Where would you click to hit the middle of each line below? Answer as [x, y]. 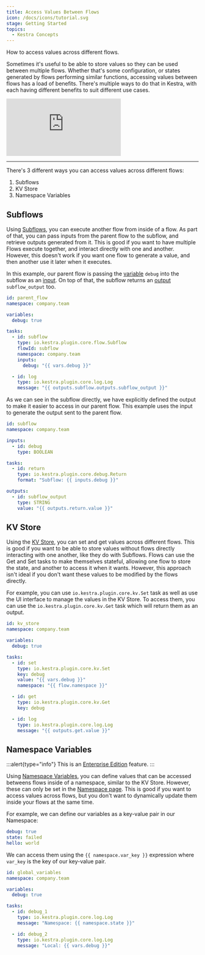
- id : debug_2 [30, 934]
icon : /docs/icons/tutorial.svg [47, 18]
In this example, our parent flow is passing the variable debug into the [93, 274]
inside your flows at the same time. [50, 802]
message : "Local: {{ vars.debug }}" [64, 946]
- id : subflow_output [39, 496]
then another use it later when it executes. [59, 261]
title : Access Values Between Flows [53, 12]
